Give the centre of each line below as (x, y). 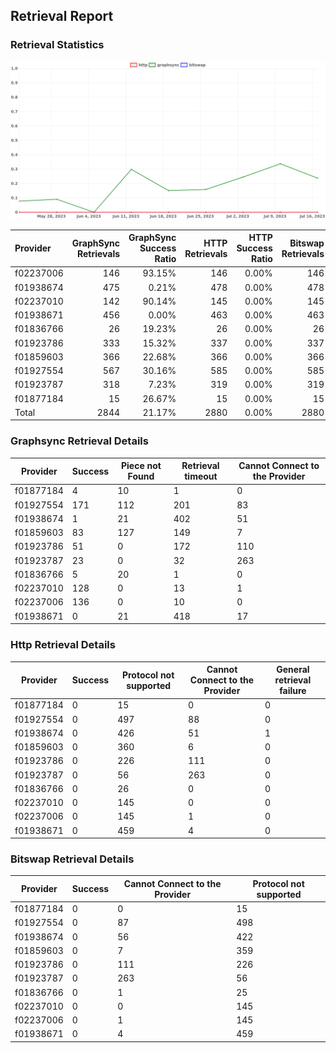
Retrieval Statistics (57, 45)
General (293, 670)
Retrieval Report (62, 16)
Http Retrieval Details (63, 645)
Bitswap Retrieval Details (72, 859)
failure (293, 691)
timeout (201, 476)
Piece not (141, 466)
